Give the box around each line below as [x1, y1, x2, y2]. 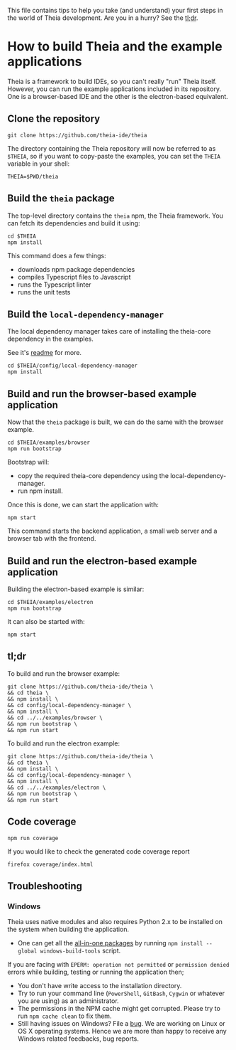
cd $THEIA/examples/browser [7, 439, 91, 447]
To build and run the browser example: [7, 669, 120, 678]
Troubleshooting [7, 880, 83, 892]
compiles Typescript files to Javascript [17, 272, 131, 281]
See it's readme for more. [7, 349, 82, 357]
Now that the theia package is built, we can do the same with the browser [7, 418, 224, 426]
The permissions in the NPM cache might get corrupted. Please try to [17, 1004, 221, 1013]
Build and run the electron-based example [7, 555, 197, 567]
